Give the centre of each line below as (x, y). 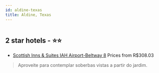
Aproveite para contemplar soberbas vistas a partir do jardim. (82, 65)
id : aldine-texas (24, 10)
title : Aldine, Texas (28, 15)
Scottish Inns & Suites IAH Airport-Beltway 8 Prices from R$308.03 (83, 55)
